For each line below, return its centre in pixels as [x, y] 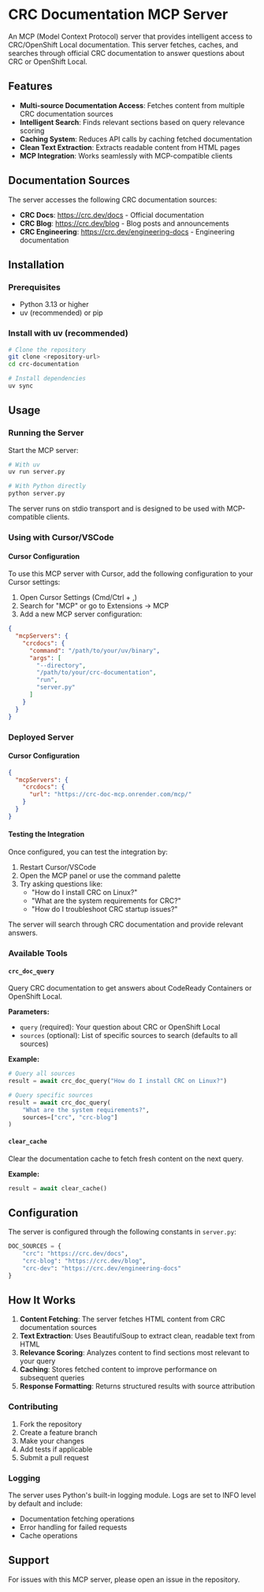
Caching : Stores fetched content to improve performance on [118, 1369]
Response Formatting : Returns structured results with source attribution [137, 1386]
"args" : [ [45, 658]
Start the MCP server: [43, 450]
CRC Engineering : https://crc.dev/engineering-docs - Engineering [127, 231]
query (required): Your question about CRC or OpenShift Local [120, 1027]
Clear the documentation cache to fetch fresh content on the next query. [126, 1159]
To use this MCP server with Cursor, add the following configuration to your [131, 574]
